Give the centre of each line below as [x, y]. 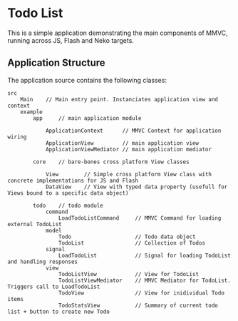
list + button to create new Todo [59, 312]
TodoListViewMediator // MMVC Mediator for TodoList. [145, 280]
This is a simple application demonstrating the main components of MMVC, [118, 33]
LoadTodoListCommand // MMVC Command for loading [140, 218]
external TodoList [35, 224]
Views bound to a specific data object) [68, 193]
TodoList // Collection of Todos [131, 243]
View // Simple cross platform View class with [129, 174]
